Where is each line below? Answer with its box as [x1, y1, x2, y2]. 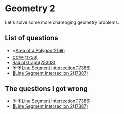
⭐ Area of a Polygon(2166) [12, 47, 65, 53]
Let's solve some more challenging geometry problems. [5, 19, 119, 25]
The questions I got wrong [5, 85, 88, 93]
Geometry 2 [5, 3, 56, 14]
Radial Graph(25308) [12, 59, 56, 65]
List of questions [5, 34, 58, 42]
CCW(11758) [12, 54, 38, 60]
